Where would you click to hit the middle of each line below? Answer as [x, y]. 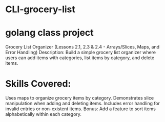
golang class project [49, 33]
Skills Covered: [38, 84]
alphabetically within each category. [44, 114]
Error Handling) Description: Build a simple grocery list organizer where [81, 53]
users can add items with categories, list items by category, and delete [80, 58]
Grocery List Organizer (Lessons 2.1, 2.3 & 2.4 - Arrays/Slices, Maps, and [82, 47]
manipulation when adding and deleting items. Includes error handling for [83, 104]
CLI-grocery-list [40, 9]
